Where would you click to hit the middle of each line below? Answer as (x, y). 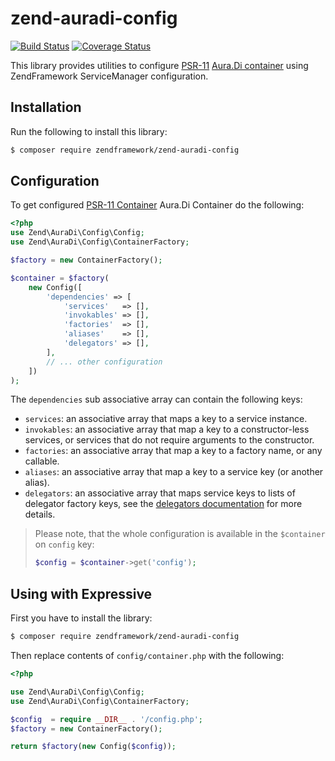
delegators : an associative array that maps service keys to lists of (160, 493)
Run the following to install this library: (89, 131)
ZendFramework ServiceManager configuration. (109, 76)
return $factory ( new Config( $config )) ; (93, 747)
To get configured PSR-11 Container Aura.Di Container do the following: (157, 205)
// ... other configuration (104, 362)
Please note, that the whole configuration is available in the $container (180, 534)
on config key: (64, 544)
